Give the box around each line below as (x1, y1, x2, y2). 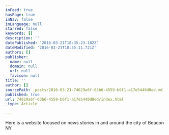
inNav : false (5, 17, 33, 22)
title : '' (5, 78, 26, 83)
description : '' (5, 36, 40, 41)
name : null (10, 59, 33, 64)
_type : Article (5, 102, 38, 107)
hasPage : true (5, 12, 36, 17)
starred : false (5, 26, 38, 31)
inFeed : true (5, 7, 33, 13)
